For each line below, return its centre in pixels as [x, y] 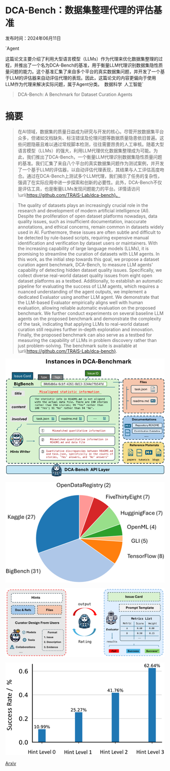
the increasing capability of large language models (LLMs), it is [83, 248]
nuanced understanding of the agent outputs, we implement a [82, 291]
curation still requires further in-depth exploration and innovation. [86, 329]
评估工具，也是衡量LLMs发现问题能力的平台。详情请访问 [81, 189]
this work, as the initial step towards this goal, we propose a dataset [88, 259]
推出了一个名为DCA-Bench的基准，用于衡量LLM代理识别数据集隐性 [89, 65]
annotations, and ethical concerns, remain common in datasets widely [91, 227]
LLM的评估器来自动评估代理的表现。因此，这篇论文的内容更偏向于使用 [83, 78]
